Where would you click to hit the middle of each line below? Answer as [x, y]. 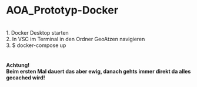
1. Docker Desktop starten [37, 32]
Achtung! [18, 65]
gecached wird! [26, 78]
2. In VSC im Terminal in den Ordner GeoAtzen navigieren [76, 39]
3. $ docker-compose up [36, 45]
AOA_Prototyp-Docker [62, 10]
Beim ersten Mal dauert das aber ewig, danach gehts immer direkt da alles [98, 71]
